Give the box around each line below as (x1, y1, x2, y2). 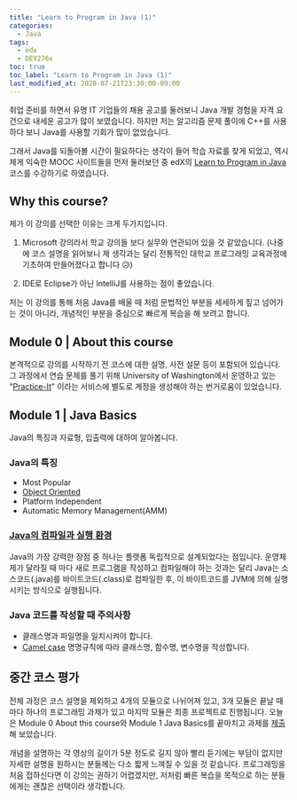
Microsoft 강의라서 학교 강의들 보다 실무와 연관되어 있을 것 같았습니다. (21, 237, 265, 248)
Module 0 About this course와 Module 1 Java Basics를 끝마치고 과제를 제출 (18, 718, 286, 728)
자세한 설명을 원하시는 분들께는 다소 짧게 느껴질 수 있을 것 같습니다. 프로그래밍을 (9, 758, 286, 769)
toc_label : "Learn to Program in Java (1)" (9, 71, 173, 80)
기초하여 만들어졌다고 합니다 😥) (21, 259, 133, 271)
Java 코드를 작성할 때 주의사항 (9, 608, 131, 621)
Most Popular (21, 477, 72, 488)
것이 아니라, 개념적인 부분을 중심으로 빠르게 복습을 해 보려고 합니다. (18, 308, 250, 319)
